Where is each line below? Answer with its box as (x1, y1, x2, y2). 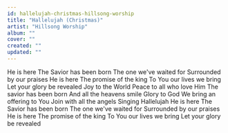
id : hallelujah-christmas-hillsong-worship (7, 10, 135, 17)
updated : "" (7, 49, 41, 56)
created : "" (7, 42, 41, 49)
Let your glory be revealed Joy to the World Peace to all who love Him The (7, 82, 219, 91)
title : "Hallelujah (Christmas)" (7, 17, 104, 24)
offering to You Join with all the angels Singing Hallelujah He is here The (7, 97, 213, 105)
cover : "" (7, 36, 36, 43)
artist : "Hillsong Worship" (7, 23, 88, 30)
